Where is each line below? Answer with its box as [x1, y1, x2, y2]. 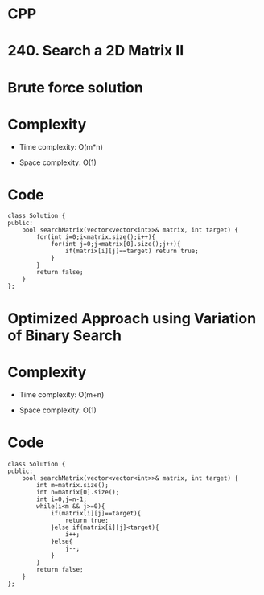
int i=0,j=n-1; [36, 495, 88, 503]
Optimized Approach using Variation [7, 309, 257, 327]
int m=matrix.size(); [36, 481, 109, 489]
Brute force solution [7, 78, 144, 96]
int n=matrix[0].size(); [36, 488, 120, 496]
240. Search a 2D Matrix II [7, 42, 184, 60]
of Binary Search [7, 326, 122, 344]
